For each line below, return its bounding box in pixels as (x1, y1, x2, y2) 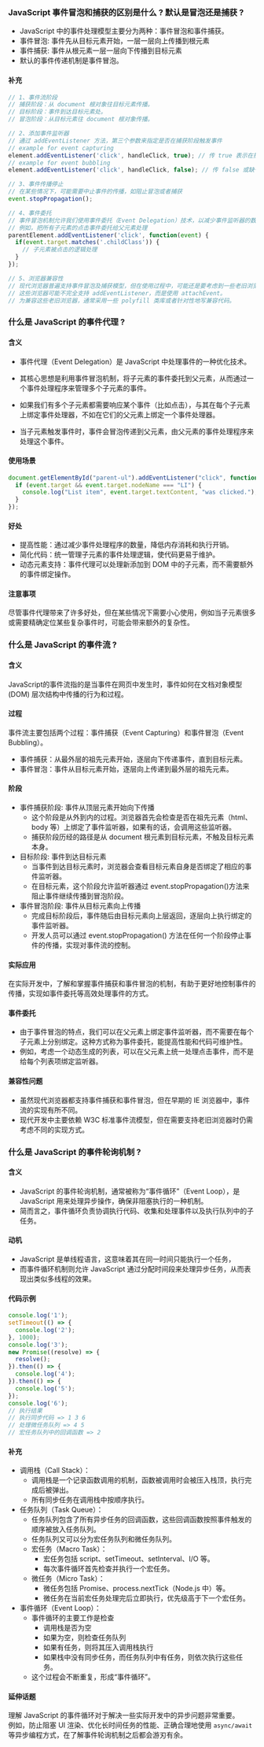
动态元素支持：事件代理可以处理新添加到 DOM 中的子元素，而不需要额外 (19, 560, 254, 569)
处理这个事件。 (19, 436, 68, 446)
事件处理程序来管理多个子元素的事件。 (26, 383, 151, 393)
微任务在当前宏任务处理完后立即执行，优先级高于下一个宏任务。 (42, 1593, 250, 1603)
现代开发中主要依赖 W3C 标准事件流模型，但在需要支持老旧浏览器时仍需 (19, 1115, 254, 1124)
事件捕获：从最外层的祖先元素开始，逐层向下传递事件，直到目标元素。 (19, 754, 247, 764)
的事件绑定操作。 (19, 569, 75, 579)
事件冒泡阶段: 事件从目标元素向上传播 (19, 901, 141, 911)
